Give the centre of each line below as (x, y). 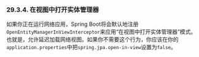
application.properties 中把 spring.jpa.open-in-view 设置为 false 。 (91, 47)
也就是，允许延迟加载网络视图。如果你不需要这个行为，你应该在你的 (92, 40)
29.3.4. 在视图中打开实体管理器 (53, 9)
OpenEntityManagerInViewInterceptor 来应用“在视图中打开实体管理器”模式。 (101, 32)
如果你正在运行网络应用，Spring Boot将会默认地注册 (72, 24)
